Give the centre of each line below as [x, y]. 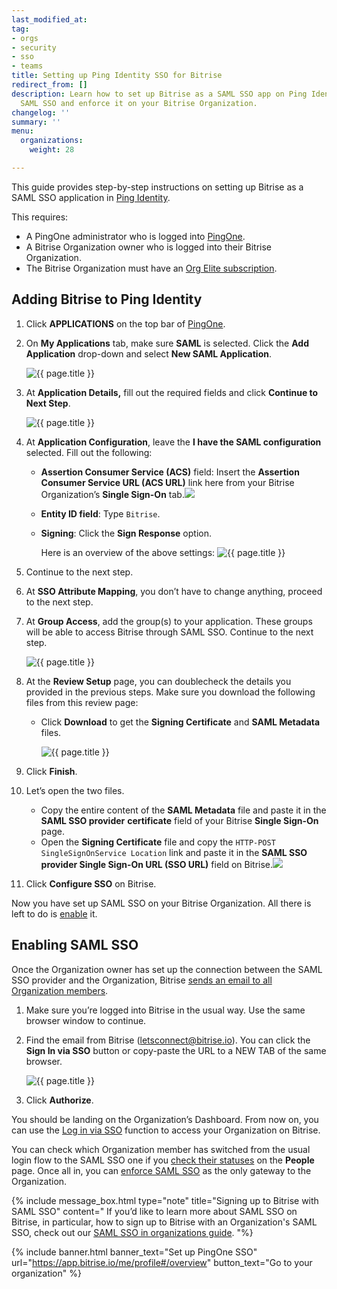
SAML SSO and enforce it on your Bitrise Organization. [139, 103]
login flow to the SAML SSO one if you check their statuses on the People [163, 1160]
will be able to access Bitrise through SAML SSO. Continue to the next [169, 632]
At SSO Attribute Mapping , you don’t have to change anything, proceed [174, 591]
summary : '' [36, 122]
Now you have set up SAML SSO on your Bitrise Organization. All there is [161, 903]
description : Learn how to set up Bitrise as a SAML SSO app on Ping [159, 94]
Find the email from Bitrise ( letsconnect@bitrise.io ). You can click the [168, 1040]
